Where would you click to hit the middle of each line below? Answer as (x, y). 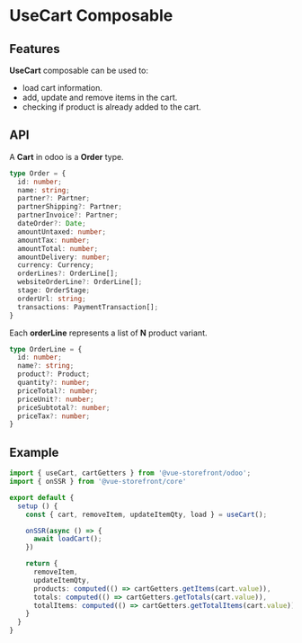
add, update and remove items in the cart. (100, 97)
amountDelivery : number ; (64, 257)
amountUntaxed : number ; (62, 232)
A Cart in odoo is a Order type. (67, 156)
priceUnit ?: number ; (56, 399)
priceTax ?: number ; (54, 416)
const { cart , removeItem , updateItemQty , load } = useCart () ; (147, 514)
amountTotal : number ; (58, 248)
